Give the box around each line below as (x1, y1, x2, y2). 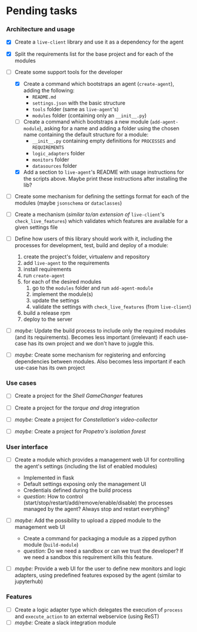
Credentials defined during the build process (23, 487, 132, 494)
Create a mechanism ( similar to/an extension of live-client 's (14, 211, 165, 218)
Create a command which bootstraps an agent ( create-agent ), (23, 80, 175, 87)
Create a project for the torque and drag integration (14, 404, 140, 411)
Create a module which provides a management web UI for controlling (14, 456, 185, 463)
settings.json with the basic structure (32, 99, 125, 107)
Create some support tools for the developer (14, 68, 123, 75)
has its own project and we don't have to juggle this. (28, 340, 155, 347)
